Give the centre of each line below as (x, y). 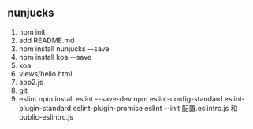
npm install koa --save (55, 57)
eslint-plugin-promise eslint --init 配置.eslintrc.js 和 (155, 108)
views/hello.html (45, 73)
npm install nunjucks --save (64, 48)
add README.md (47, 40)
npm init (32, 31)
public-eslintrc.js (46, 116)
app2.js (31, 82)
